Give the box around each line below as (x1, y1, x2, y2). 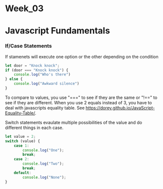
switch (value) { (5, 138, 40, 144)
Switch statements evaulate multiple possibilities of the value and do (5, 119, 143, 125)
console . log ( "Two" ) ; (22, 161, 64, 166)
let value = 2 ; (5, 134, 36, 139)
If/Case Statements (5, 42, 52, 49)
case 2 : (14, 157, 29, 162)
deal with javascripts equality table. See (5, 105, 85, 111)
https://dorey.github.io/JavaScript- (86, 105, 155, 111)
